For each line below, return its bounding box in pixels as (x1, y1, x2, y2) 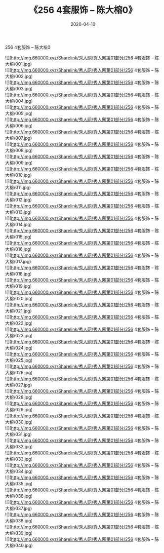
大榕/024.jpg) (5, 345, 33, 351)
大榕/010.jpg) (5, 172, 32, 178)
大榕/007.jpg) (5, 135, 32, 141)
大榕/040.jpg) (5, 542, 33, 548)
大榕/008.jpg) (5, 147, 33, 153)
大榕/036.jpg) (5, 493, 33, 499)
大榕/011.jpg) (5, 184, 31, 190)
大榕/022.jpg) (5, 320, 33, 326)
